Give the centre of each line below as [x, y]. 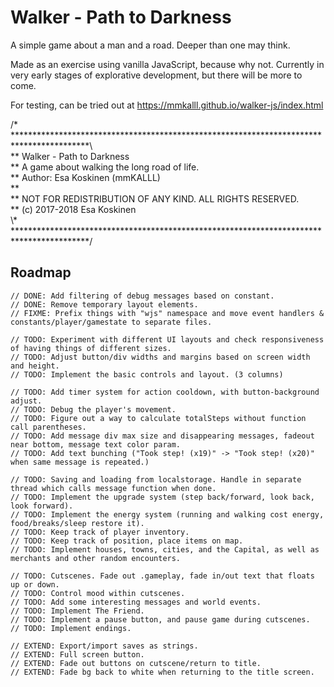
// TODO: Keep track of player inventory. [100, 532]
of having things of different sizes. [91, 348]
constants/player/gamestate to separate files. [111, 322]
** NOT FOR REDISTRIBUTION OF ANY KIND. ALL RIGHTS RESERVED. [155, 198]
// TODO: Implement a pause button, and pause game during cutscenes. [160, 619]
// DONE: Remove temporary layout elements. [104, 304]
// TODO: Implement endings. [71, 628]
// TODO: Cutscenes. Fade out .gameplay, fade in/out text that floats [162, 576]
